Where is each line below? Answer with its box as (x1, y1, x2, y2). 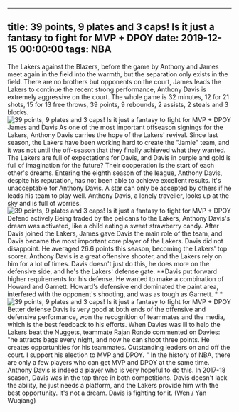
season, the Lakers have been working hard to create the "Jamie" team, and (7, 138, 230, 146)
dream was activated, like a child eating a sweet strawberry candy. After (7, 221, 219, 230)
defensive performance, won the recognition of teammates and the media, (7, 312, 225, 321)
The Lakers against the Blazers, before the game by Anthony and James (7, 62, 219, 71)
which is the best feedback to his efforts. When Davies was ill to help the (7, 320, 221, 328)
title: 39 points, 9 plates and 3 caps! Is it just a (7, 21, 215, 33)
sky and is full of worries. (7, 199, 82, 207)
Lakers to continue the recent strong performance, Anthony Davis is (7, 85, 206, 94)
